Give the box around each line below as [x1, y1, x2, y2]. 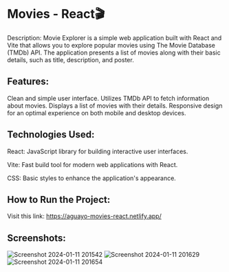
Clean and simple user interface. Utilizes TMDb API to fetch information [7, 94, 210, 102]
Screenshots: [7, 232, 67, 244]
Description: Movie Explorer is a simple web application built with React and [7, 33, 222, 42]
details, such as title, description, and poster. [7, 55, 134, 64]
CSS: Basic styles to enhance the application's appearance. [7, 174, 177, 182]
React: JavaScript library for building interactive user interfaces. [7, 147, 188, 155]
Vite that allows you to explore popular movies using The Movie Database [7, 41, 215, 49]
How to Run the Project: [7, 193, 111, 205]
